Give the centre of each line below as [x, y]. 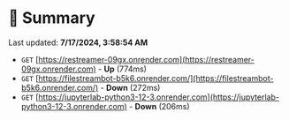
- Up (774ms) [122, 69]
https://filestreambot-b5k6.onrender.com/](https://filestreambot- [156, 78]
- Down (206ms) [160, 106]
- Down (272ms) [130, 87]
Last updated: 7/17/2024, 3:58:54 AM [78, 42]
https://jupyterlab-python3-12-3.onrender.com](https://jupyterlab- [159, 97]
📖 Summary [52, 18]
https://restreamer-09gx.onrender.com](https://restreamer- [147, 59]
